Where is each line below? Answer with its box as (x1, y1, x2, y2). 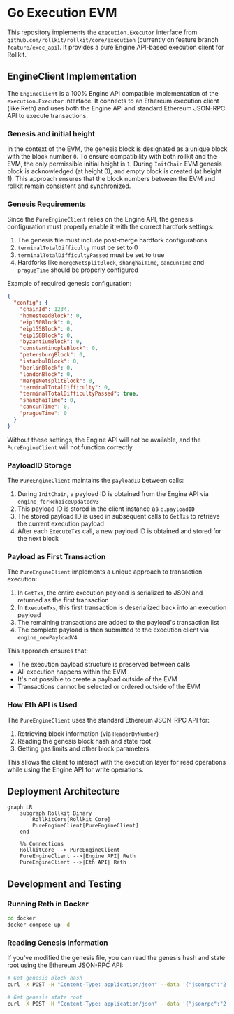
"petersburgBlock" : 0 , (20, 352, 86, 358)
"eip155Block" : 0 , (20, 325, 73, 333)
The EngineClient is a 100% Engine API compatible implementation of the (7, 89, 219, 97)
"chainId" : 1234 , (20, 306, 71, 313)
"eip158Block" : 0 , (20, 332, 73, 339)
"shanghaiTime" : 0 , (20, 397, 77, 404)
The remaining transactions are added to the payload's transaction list (17, 618, 219, 627)
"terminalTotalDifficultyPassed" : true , (20, 390, 139, 398)
